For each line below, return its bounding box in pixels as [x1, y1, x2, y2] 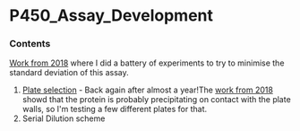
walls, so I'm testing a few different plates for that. [21, 104, 208, 115]
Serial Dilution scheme [21, 113, 106, 124]
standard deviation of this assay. [9, 67, 129, 78]
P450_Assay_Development [9, 5, 213, 26]
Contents [9, 38, 51, 50]
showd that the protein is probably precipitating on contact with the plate [21, 94, 291, 105]
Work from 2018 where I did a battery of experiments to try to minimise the [9, 57, 285, 68]
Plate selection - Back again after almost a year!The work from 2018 [21, 84, 273, 95]
